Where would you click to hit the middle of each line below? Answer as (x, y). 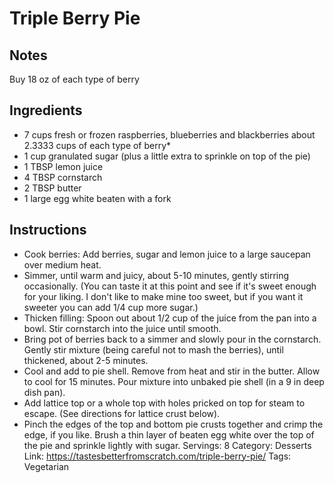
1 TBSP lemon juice (63, 166)
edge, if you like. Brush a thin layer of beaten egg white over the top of (169, 434)
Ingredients (46, 110)
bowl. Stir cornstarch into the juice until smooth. (122, 328)
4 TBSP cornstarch (63, 177)
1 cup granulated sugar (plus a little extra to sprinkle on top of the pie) (167, 156)
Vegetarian (46, 466)
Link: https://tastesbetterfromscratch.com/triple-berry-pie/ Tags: (157, 456)
